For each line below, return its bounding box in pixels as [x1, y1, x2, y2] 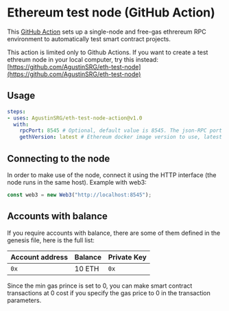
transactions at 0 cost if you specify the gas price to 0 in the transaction [7, 288, 211, 297]
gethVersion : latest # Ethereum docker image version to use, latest [19, 134, 223, 141]
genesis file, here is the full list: [7, 235, 95, 244]
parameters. [7, 296, 42, 304]
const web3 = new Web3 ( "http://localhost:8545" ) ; [7, 191, 152, 198]
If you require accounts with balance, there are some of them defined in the [7, 229, 221, 237]
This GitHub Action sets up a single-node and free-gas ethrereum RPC [7, 27, 207, 36]
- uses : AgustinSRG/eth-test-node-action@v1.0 [7, 115, 143, 122]
